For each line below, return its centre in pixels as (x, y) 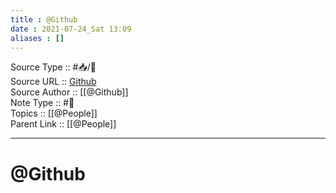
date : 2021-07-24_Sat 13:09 (71, 29)
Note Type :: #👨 (42, 103)
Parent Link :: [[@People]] (63, 124)
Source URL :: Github (53, 82)
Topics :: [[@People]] (54, 113)
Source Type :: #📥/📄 (53, 67)
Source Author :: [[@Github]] (69, 92)
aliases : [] (37, 38)
